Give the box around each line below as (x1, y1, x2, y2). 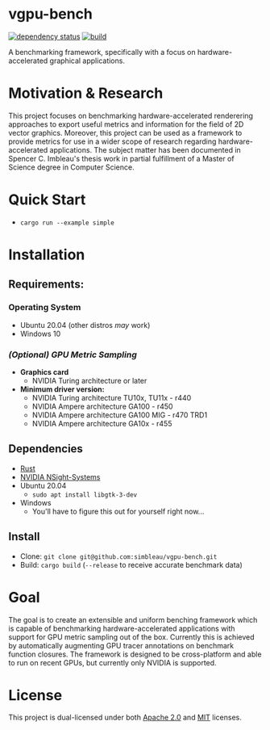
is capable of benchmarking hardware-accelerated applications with (8, 623, 235, 633)
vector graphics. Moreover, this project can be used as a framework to (8, 128, 243, 137)
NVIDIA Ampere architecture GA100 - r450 (31, 401, 173, 411)
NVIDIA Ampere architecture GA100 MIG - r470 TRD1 (31, 409, 208, 420)
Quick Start (8, 191, 86, 209)
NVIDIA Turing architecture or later (31, 375, 147, 385)
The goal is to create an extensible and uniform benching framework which (8, 615, 258, 624)
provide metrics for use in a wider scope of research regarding (8, 136, 217, 146)
